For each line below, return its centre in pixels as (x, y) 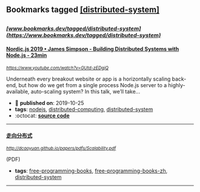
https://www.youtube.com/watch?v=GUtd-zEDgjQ (57, 68)
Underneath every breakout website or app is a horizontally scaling (88, 79)
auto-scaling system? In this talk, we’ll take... (85, 91)
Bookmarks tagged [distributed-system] (83, 10)
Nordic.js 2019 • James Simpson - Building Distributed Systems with (93, 49)
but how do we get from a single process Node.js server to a (93, 85)
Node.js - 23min (27, 55)
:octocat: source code (42, 116)
